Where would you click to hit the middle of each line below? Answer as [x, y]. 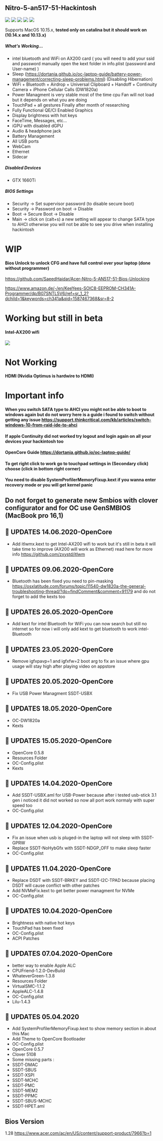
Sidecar [20, 157]
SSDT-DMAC [25, 1065]
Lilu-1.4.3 [21, 1001]
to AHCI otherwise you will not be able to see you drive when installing [82, 224]
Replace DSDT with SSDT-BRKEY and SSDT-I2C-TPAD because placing [83, 880]
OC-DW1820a [26, 720]
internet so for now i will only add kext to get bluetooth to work [74, 629]
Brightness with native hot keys [43, 923]
